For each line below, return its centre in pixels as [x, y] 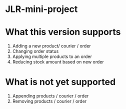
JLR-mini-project [41, 9]
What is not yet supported [60, 82]
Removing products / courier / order [49, 101]
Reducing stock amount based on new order [58, 62]
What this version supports [63, 32]
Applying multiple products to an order [52, 56]
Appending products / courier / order [50, 96]
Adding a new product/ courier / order [51, 46]
